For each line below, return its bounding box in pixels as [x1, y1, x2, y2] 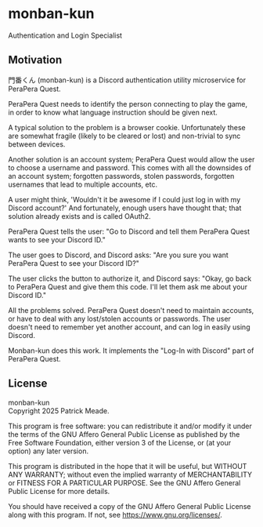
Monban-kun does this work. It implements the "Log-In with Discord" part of [8, 346, 254, 355]
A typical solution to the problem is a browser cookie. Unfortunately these [8, 122, 246, 132]
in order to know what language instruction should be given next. [8, 107, 218, 117]
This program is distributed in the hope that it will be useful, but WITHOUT [8, 461, 247, 471]
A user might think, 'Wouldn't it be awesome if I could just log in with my [8, 194, 241, 204]
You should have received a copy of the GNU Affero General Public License [8, 501, 251, 511]
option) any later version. [8, 446, 88, 456]
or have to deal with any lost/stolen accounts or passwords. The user [8, 314, 231, 323]
